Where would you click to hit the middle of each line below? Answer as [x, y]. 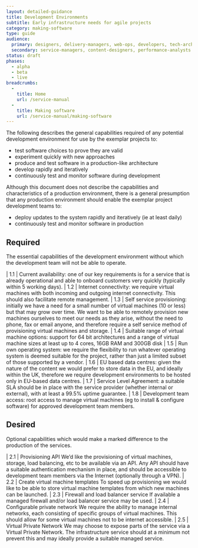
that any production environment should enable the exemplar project [89, 200]
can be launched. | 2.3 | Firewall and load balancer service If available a [93, 494]
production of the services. [39, 445]
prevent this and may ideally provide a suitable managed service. [85, 538]
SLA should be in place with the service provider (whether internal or [90, 387]
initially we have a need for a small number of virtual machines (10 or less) [96, 306]
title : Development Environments [47, 17]
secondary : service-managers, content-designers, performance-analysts [101, 50]
